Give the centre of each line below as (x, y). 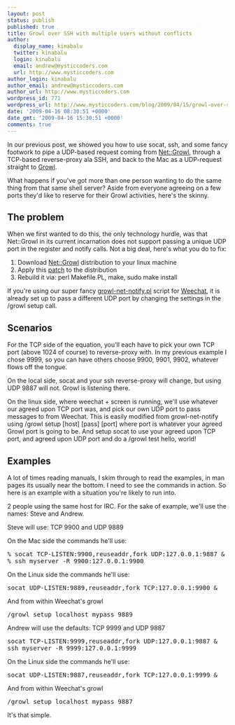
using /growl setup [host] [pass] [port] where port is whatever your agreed (115, 424)
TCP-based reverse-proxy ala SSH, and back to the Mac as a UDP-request (115, 159)
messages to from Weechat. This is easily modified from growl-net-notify (113, 417)
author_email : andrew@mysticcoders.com (65, 85)
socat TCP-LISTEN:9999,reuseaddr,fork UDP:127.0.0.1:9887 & (113, 641)
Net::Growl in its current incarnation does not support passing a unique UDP (117, 242)
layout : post (26, 14)
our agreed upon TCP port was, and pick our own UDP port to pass (104, 409)
